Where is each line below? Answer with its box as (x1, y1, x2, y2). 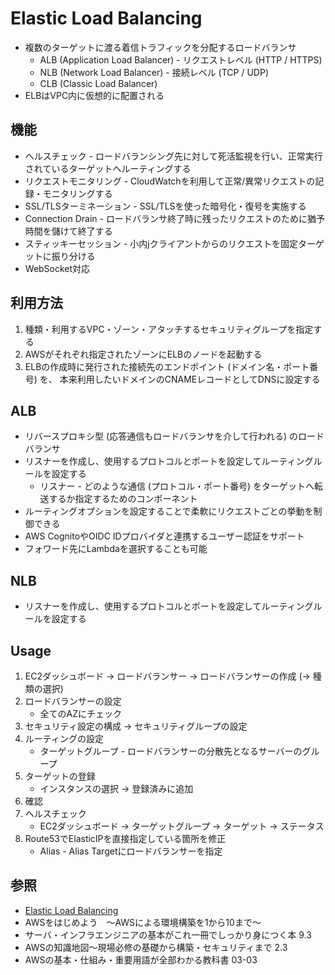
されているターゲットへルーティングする (24, 162, 192, 174)
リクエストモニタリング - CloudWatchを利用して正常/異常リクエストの (24, 175, 316, 187)
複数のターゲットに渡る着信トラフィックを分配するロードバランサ (24, 41, 297, 53)
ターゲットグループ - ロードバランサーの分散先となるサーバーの (39, 745, 303, 757)
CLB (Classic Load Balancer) (39, 77, 158, 89)
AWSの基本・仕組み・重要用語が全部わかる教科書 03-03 (24, 953, 258, 966)
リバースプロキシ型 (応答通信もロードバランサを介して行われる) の (24, 430, 299, 442)
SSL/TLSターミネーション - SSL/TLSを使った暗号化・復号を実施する (24, 200, 307, 212)
